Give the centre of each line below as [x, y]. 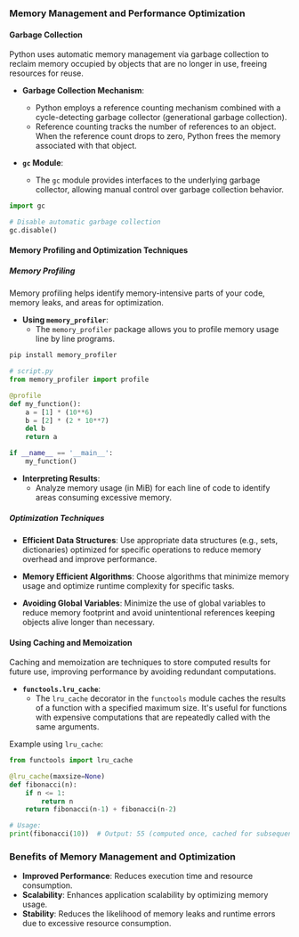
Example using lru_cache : [57, 744]
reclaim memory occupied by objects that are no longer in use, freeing [138, 64]
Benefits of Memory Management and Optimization [122, 857]
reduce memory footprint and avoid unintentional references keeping [149, 612]
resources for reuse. [47, 73]
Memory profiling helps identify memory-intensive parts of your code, [137, 293]
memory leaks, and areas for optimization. [87, 303]
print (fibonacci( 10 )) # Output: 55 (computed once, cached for [131, 834]
